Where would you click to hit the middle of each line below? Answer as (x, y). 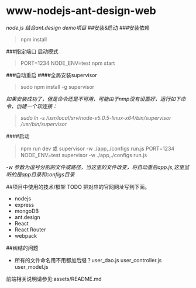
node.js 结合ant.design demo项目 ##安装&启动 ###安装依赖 (78, 27)
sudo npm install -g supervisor (57, 86)
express (24, 204)
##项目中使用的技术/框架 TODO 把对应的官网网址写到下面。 (78, 187)
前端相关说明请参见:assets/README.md (54, 279)
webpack (25, 235)
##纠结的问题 (22, 248)
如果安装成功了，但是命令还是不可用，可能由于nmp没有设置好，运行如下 (94, 99)
